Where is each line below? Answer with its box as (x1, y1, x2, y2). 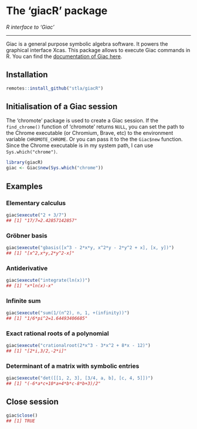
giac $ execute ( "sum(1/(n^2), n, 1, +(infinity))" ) (6, 310, 130, 316)
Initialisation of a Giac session (6, 101, 118, 112)
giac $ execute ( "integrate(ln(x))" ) (6, 277, 91, 283)
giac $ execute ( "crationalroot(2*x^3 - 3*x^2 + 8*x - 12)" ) (6, 343, 151, 349)
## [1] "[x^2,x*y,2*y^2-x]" (6, 250, 75, 256)
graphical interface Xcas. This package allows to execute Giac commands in (6, 46, 191, 53)
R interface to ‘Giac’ (6, 23, 55, 30)
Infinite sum (6, 297, 41, 305)
